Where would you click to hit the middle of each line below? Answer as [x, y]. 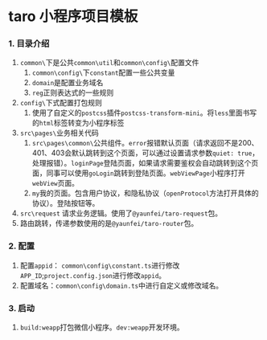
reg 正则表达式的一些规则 [73, 92]
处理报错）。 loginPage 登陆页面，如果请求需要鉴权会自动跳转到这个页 [145, 163]
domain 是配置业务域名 [68, 83]
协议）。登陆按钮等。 [66, 203]
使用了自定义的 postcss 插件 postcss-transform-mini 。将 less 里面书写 [144, 113]
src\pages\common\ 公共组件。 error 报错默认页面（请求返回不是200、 [145, 143]
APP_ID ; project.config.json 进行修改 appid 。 [93, 275]
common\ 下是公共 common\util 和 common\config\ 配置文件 [109, 63]
